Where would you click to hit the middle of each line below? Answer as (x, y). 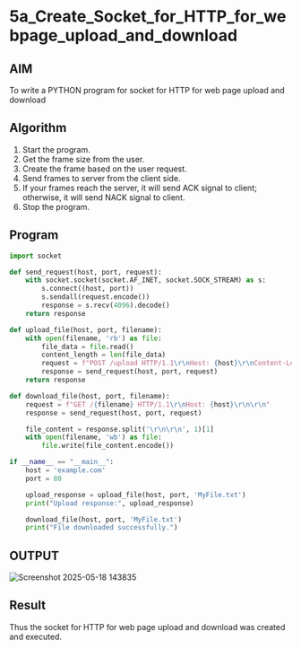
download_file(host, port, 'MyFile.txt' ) (103, 519)
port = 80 (44, 478)
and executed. (36, 636)
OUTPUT (34, 555)
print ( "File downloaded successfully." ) (102, 528)
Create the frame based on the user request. (104, 169)
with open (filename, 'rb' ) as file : (94, 338)
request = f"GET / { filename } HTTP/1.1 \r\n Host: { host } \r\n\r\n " (148, 404)
